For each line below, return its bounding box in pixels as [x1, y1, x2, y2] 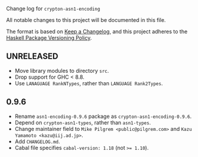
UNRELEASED [6, 52, 58, 62]
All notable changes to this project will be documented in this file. [6, 17, 166, 23]
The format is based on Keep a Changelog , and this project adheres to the [6, 28, 188, 35]
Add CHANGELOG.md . [14, 137, 61, 145]
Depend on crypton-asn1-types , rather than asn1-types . [14, 118, 151, 126]
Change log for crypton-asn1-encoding [6, 5, 100, 12]
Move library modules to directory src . [14, 67, 109, 74]
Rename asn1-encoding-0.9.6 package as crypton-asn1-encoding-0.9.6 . [14, 113, 192, 120]
